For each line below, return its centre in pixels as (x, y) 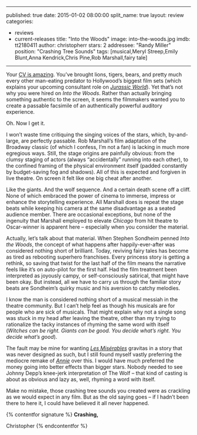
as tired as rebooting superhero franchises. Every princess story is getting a (98, 257)
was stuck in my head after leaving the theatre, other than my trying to (91, 318)
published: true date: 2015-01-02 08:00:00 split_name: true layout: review (95, 15)
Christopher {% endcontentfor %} (47, 426)
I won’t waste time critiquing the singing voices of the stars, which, (87, 135)
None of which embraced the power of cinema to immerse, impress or (91, 196)
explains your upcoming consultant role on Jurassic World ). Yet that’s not (94, 87)
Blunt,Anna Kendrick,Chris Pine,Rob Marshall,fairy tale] (81, 57)
